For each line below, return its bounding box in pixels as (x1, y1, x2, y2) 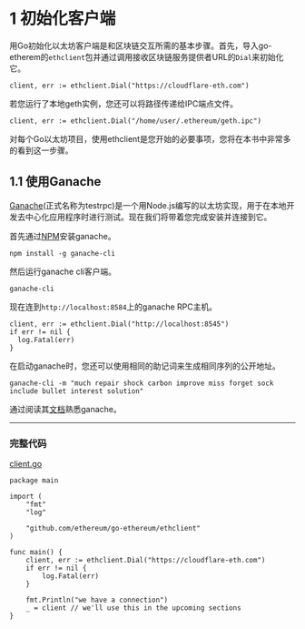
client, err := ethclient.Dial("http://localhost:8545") (9, 320, 230, 329)
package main (9, 476, 59, 485)
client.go (9, 459, 43, 470)
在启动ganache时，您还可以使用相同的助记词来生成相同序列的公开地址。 (9, 360, 281, 371)
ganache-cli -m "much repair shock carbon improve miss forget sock (9, 379, 274, 388)
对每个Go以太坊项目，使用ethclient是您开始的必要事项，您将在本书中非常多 (9, 133, 291, 144)
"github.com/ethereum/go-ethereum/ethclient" (25, 524, 202, 533)
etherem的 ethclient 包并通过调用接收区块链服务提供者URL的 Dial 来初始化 (9, 51, 284, 62)
